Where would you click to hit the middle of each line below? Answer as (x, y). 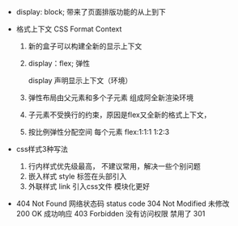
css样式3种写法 (42, 149)
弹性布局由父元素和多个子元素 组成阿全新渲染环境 (111, 98)
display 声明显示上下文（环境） (80, 80)
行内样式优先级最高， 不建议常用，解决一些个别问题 (114, 166)
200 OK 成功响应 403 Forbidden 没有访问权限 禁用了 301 (110, 213)
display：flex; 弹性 (59, 63)
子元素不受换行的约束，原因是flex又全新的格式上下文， (119, 115)
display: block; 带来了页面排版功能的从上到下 (91, 12)
